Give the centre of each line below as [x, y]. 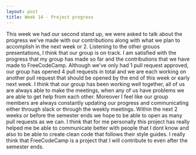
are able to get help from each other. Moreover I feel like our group [87, 96]
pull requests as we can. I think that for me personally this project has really [98, 121]
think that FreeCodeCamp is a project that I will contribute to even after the [97, 140]
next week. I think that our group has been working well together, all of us [95, 84]
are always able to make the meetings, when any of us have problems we [95, 90]
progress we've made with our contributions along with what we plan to [93, 40]
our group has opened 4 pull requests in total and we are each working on [96, 71]
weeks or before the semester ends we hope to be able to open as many [94, 115]
